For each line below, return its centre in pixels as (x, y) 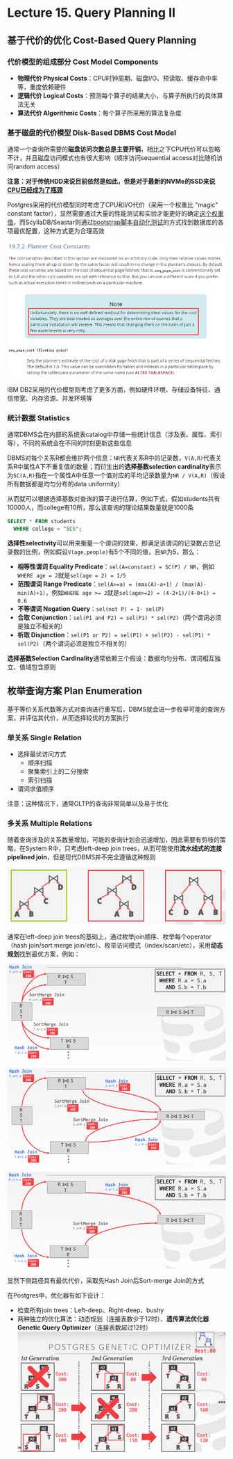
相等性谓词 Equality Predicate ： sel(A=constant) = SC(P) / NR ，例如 (116, 566)
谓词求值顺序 (35, 789)
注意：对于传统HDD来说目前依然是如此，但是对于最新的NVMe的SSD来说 (111, 182)
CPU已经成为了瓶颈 (35, 190)
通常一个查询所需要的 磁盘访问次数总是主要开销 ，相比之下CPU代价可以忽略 (114, 149)
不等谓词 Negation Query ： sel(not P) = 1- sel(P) (91, 608)
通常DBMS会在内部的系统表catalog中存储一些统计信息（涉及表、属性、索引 (115, 434)
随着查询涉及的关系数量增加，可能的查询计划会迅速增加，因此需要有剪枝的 (113, 840)
